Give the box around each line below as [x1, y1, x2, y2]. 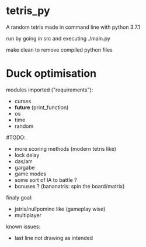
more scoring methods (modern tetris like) [14, 145, 117, 152]
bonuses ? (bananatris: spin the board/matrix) [14, 182, 125, 190]
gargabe [14, 164, 35, 171]
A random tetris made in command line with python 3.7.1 [6, 23, 140, 31]
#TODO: [6, 134, 26, 141]
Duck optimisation [6, 67, 97, 80]
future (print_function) [14, 104, 69, 111]
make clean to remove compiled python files [6, 46, 113, 53]
